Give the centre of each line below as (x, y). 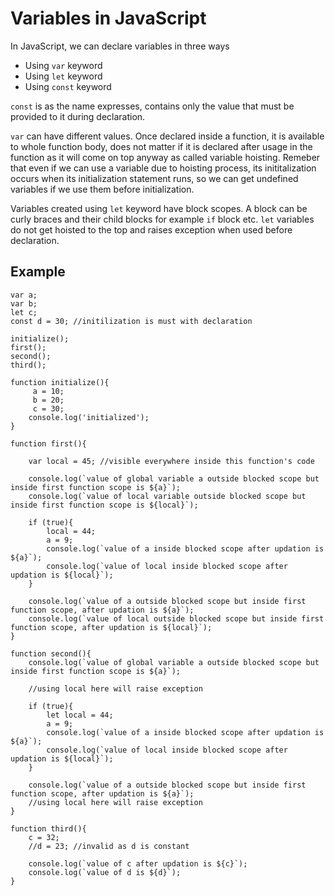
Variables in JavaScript (108, 18)
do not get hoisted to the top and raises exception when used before (151, 229)
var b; (24, 303)
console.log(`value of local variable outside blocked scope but (167, 496)
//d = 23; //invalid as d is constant (109, 846)
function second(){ (51, 653)
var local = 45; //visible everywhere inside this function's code (171, 461)
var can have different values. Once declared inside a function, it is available (167, 136)
